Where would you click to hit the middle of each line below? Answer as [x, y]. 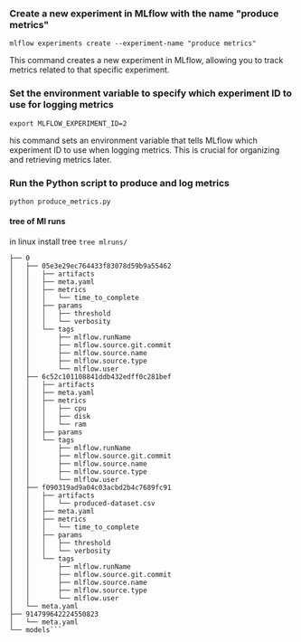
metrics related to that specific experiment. [89, 70]
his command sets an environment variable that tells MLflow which [133, 140]
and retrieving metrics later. [61, 159]
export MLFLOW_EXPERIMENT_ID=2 [68, 123]
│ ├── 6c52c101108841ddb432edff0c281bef [90, 377]
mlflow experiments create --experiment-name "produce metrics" [133, 43]
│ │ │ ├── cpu [48, 409]
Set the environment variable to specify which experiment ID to [150, 93]
